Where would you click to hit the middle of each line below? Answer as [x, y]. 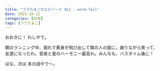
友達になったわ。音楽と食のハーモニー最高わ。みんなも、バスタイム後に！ [80, 54]
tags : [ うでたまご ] [23, 23]
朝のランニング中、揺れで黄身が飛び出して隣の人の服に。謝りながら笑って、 [81, 48]
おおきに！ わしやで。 [27, 37]
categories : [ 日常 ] [24, 18]
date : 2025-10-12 [23, 14]
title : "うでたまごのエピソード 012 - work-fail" [52, 9]
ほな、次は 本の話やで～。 [31, 64]
